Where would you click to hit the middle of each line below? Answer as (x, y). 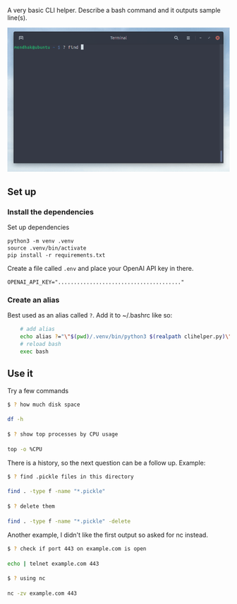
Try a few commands (38, 390)
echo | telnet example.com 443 (53, 564)
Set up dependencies (38, 227)
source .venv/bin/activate (47, 248)
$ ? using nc (26, 579)
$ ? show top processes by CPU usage (63, 434)
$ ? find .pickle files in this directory (71, 477)
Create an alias (34, 300)
